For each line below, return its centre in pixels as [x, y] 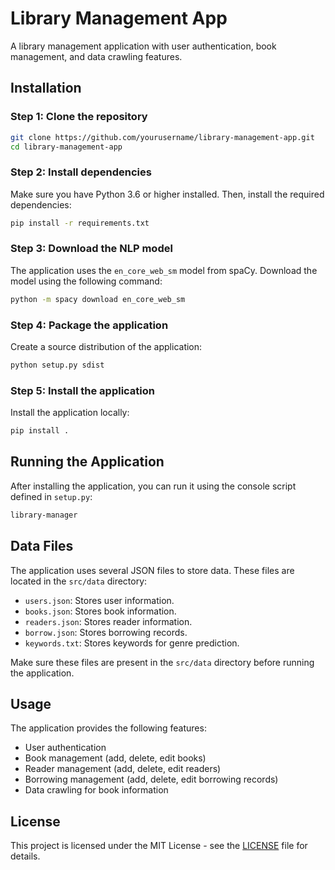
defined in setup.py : [51, 496]
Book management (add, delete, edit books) [115, 758]
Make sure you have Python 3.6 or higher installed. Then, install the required [167, 194]
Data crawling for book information [96, 790]
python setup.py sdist [57, 365]
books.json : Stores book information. [100, 611]
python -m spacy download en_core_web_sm [98, 299]
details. [25, 856]
